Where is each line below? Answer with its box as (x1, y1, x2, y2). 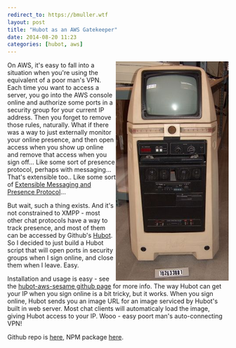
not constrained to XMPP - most (7, 209, 100, 217)
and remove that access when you (7, 151, 107, 159)
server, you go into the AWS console (7, 91, 113, 100)
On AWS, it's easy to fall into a (7, 61, 95, 69)
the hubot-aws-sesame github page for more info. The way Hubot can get (7, 282, 222, 290)
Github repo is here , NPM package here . (7, 333, 124, 342)
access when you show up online (7, 143, 104, 152)
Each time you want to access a (7, 83, 100, 92)
